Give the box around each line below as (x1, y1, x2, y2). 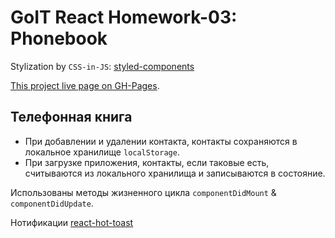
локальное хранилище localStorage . (24, 146, 180, 158)
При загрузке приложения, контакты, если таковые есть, (24, 156, 270, 168)
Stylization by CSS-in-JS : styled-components (10, 60, 195, 72)
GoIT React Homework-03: (10, 6, 238, 29)
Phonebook (10, 27, 108, 50)
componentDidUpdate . (10, 197, 94, 209)
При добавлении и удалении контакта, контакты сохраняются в (24, 135, 298, 147)
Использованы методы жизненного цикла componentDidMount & (10, 186, 277, 198)
